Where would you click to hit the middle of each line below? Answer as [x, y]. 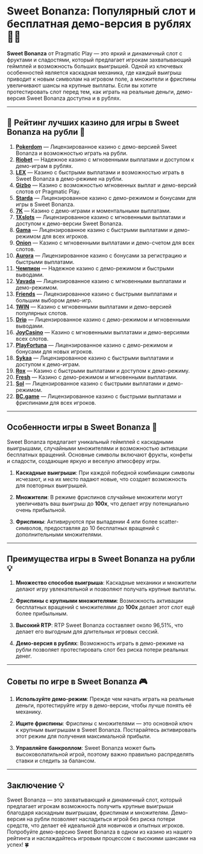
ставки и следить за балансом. [55, 761]
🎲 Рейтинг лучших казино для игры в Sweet [93, 123]
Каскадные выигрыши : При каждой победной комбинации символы [105, 472]
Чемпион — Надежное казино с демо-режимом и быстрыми [95, 268]
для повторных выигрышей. [52, 485]
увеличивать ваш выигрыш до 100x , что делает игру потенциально [102, 503]
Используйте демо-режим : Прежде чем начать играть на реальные [105, 699]
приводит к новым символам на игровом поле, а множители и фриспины [101, 79]
